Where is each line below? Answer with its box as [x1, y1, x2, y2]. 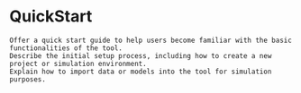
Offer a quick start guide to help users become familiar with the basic [9, 36, 293, 45]
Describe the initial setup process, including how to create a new [9, 51, 272, 60]
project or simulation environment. [9, 59, 147, 68]
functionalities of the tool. [9, 43, 123, 53]
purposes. [9, 74, 47, 84]
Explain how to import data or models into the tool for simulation [9, 67, 272, 76]
